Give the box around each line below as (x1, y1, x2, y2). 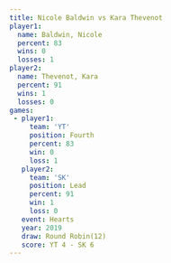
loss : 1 (29, 155, 58, 165)
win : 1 (29, 198, 54, 208)
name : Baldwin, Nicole (17, 30, 103, 39)
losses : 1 (17, 55, 54, 64)
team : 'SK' (29, 173, 70, 182)
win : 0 (29, 147, 54, 156)
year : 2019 (21, 223, 63, 232)
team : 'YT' (29, 123, 70, 132)
